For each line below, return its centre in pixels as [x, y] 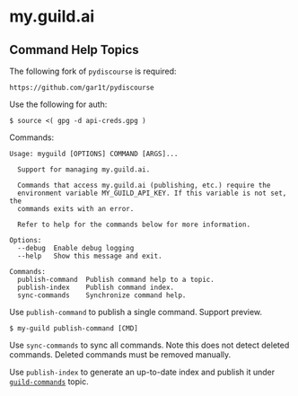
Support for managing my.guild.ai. [84, 170]
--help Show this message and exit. [90, 256]
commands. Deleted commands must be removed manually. [120, 355]
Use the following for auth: [58, 104]
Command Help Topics [74, 50]
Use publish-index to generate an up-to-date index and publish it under [142, 372]
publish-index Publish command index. [96, 287]
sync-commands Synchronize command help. [102, 295]
